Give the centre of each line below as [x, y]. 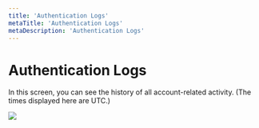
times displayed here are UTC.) [59, 101]
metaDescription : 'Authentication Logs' [77, 30]
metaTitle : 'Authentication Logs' [66, 23]
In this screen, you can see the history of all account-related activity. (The [130, 92]
